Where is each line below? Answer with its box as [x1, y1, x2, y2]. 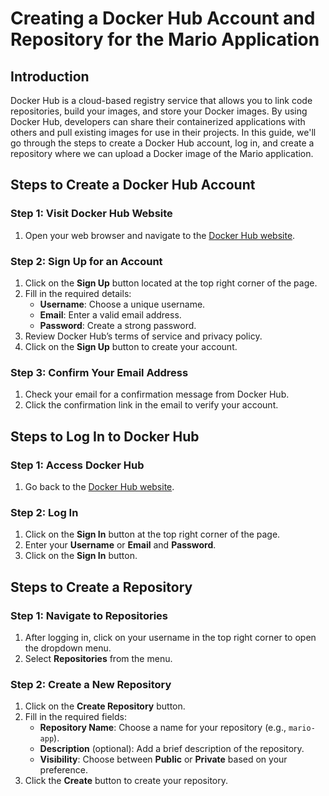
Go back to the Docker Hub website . [24, 480, 175, 492]
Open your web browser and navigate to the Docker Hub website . [24, 229, 296, 241]
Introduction [10, 68, 90, 85]
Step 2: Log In [10, 505, 79, 519]
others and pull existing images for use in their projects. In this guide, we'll [10, 127, 317, 138]
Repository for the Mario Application [10, 28, 320, 51]
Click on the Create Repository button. [24, 700, 186, 712]
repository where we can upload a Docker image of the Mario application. [10, 148, 314, 159]
